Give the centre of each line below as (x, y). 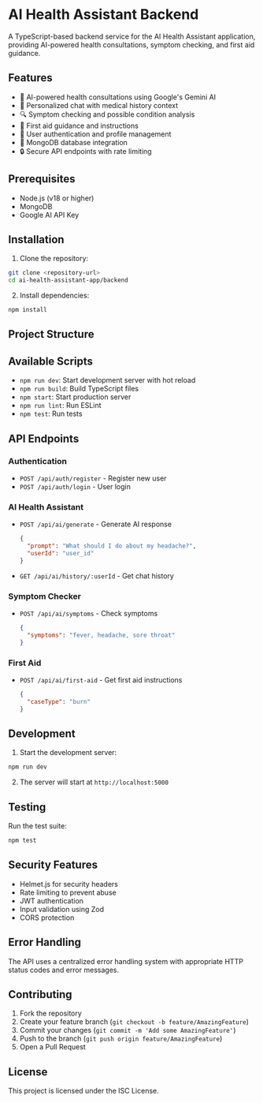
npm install (28, 310)
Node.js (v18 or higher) (57, 198)
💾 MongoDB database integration (74, 142)
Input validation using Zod (62, 909)
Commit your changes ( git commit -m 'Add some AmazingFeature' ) (128, 1030)
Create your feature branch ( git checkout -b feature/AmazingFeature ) (134, 1022)
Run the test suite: (37, 826)
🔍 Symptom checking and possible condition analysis (107, 114)
